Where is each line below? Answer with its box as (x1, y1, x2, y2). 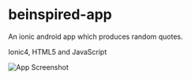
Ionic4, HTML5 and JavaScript (8, 47, 107, 56)
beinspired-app (8, 6, 112, 24)
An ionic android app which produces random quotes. (8, 32, 183, 41)
